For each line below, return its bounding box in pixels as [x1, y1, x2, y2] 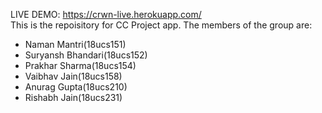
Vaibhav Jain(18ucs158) [24, 70, 123, 82]
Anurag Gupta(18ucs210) [24, 81, 128, 93]
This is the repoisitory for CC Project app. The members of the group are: [10, 19, 313, 31]
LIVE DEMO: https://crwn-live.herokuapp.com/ [10, 9, 202, 20]
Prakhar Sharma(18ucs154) [24, 60, 137, 71]
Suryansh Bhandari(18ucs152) [24, 49, 148, 61]
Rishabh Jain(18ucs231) [24, 92, 123, 103]
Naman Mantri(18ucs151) [24, 39, 127, 50]
